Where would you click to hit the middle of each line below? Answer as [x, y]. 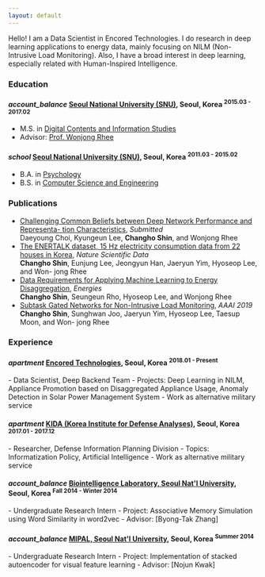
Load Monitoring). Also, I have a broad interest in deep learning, [142, 55]
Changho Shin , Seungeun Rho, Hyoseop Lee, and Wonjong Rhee [125, 296]
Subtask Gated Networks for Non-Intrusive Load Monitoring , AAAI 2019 [136, 305]
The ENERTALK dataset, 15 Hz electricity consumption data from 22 [130, 246]
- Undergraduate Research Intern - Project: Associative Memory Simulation [131, 511]
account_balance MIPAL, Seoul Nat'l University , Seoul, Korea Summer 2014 [131, 538]
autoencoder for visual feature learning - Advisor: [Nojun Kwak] [112, 565]
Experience [30, 342]
